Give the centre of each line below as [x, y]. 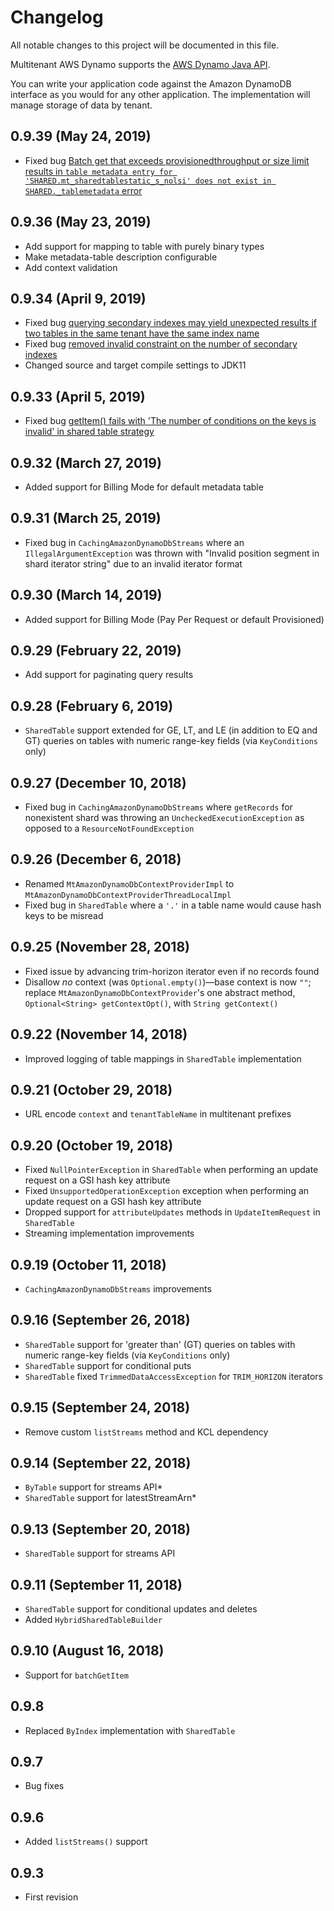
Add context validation [71, 267]
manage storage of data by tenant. [81, 105]
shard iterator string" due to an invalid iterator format [133, 563]
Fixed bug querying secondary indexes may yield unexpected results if [170, 323]
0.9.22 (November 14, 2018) [99, 1034]
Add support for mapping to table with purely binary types [144, 246]
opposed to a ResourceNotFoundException [109, 828]
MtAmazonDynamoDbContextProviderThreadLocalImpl [128, 895]
